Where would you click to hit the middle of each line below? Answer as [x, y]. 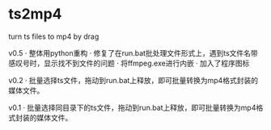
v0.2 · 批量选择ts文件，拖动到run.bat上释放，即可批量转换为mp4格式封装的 [133, 80]
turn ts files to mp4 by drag [54, 36]
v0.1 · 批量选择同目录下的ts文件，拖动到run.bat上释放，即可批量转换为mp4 [132, 107]
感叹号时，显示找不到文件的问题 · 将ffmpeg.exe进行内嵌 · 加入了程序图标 [129, 63]
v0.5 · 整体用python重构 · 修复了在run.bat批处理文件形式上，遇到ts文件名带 [133, 52]
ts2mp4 [35, 14]
